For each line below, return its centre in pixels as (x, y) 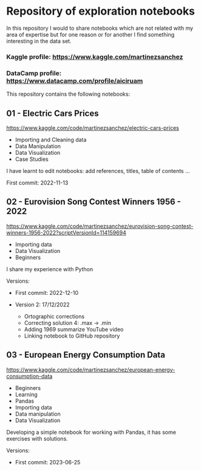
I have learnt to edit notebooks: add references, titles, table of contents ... (98, 171)
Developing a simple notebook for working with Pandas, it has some (91, 432)
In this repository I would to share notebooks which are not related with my (100, 28)
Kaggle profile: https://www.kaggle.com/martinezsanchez (95, 57)
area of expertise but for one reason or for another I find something (90, 34)
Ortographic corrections (54, 316)
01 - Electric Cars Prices (53, 113)
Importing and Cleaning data (51, 140)
